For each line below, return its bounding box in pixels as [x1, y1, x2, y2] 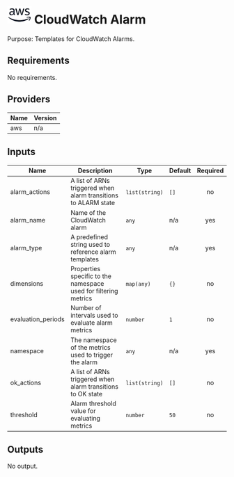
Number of [70, 304, 102, 312]
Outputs [7, 444, 44, 455]
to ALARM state [70, 199, 116, 207]
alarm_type [10, 244, 42, 252]
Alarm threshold [70, 399, 116, 408]
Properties [70, 265, 101, 273]
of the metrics [70, 343, 111, 351]
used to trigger [70, 350, 114, 359]
